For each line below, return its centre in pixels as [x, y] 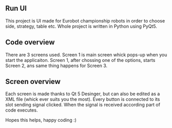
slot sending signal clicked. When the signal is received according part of [83, 105]
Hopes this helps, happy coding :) [41, 120]
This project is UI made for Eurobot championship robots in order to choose [85, 20]
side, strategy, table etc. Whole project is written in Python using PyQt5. [81, 26]
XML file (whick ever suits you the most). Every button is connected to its [83, 99]
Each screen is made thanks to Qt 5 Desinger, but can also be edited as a [83, 94]
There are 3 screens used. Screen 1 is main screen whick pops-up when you [86, 55]
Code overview [30, 42]
